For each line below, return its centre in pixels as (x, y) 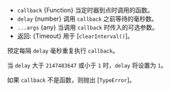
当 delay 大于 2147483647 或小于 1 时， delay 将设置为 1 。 (87, 65)
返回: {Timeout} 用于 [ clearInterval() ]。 (75, 36)
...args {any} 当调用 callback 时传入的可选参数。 (87, 27)
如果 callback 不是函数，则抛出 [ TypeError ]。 (71, 80)
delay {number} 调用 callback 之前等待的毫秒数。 (87, 19)
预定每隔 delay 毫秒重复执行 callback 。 (63, 51)
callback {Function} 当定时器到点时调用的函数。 (85, 10)
